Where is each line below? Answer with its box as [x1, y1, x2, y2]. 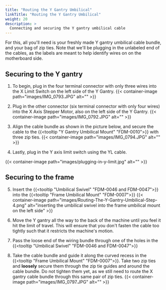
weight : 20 [5, 16, 28, 21]
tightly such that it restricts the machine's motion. [12, 228, 114, 234]
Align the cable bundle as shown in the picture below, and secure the [12, 123, 154, 130]
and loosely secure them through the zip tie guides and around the [12, 263, 150, 269]
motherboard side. [5, 55, 43, 61]
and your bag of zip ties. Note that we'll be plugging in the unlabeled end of [5, 45, 160, 51]
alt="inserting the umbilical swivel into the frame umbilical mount [27, 202, 161, 208]
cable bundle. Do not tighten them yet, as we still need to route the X [12, 268, 153, 274]
